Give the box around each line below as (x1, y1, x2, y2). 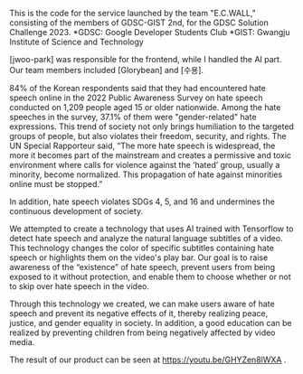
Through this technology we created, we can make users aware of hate (9, 298, 275, 309)
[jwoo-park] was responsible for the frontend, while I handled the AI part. (9, 54, 282, 64)
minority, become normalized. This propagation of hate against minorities (9, 169, 283, 180)
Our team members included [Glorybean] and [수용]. (9, 65, 204, 75)
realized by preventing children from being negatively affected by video (9, 327, 276, 338)
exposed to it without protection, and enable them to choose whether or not (9, 271, 291, 282)
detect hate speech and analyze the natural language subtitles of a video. (9, 233, 283, 243)
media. (9, 337, 35, 347)
